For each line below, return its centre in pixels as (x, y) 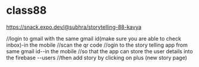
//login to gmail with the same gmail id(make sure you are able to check (94, 38)
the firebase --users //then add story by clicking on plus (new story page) (97, 57)
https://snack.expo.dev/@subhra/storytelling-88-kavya (74, 27)
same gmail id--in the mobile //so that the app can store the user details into (99, 51)
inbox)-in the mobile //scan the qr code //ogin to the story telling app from (97, 45)
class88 (27, 10)
